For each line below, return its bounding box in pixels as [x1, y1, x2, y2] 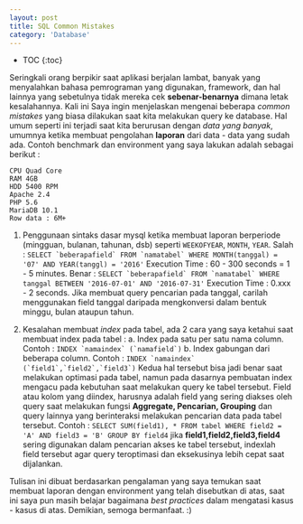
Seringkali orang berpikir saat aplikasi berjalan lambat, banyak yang [9, 72, 261, 83]
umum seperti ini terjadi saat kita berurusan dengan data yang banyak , [9, 120, 273, 131]
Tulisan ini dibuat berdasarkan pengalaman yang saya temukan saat [9, 476, 262, 487]
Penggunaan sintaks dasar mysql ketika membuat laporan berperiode [22, 229, 281, 240]
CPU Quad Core [9, 166, 63, 176]
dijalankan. [22, 458, 63, 470]
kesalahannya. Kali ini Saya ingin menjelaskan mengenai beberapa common [9, 101, 290, 112]
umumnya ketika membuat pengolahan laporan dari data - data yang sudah [9, 130, 290, 141]
